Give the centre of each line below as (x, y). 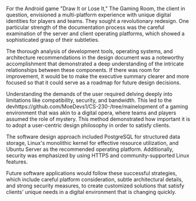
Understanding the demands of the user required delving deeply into (89, 94)
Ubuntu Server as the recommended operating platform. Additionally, (90, 149)
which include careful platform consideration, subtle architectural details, (95, 179)
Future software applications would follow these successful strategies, (92, 173)
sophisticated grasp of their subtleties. (53, 40)
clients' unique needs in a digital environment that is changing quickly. (91, 192)
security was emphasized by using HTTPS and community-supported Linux (98, 155)
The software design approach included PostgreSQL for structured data (93, 137)
